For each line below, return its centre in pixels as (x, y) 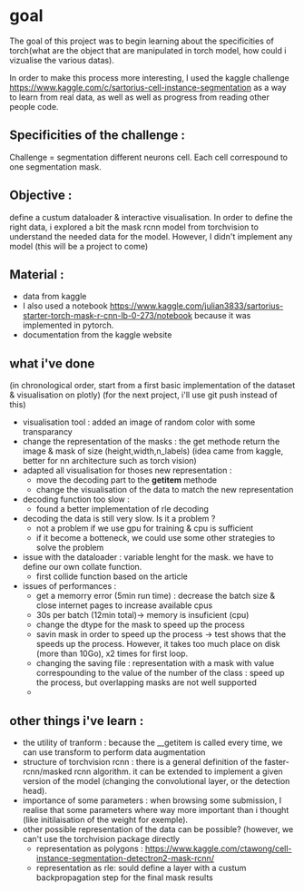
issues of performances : (69, 586)
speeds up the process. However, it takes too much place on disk (158, 644)
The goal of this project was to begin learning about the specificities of (142, 41)
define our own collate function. (82, 567)
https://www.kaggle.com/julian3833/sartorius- (196, 306)
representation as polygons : (89, 848)
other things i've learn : (77, 721)
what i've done (52, 363)
